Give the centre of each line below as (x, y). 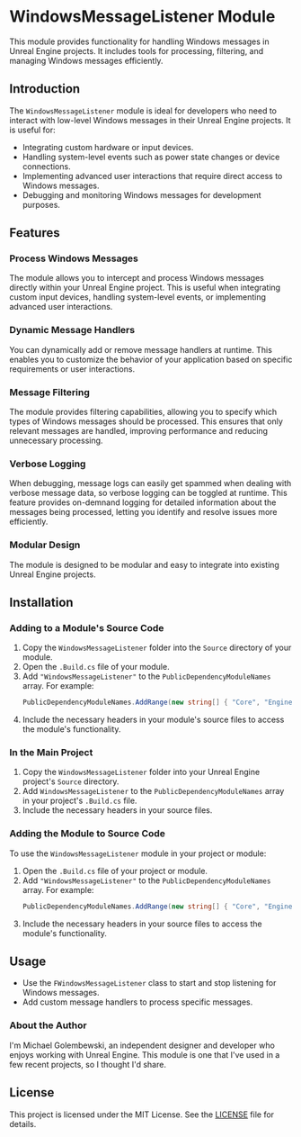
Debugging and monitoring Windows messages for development (142, 194)
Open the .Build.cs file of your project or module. (115, 871)
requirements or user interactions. (72, 369)
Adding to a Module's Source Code (87, 627)
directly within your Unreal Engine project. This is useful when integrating (145, 288)
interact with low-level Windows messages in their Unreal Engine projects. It (150, 120)
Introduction (45, 89)
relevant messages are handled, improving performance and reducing (138, 431)
